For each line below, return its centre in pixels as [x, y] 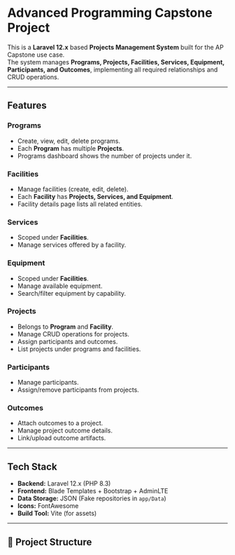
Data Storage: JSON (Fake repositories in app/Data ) [92, 498]
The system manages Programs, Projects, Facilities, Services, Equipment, [116, 62]
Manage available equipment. [60, 286]
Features [27, 105]
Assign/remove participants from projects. [78, 390]
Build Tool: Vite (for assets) [57, 514]
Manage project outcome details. [65, 431]
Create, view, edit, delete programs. [69, 141]
